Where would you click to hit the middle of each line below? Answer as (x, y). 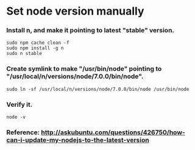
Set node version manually (75, 11)
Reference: (23, 132)
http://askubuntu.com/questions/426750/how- (113, 132)
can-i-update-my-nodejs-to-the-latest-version (78, 140)
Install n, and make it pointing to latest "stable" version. (90, 30)
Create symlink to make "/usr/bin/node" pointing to (84, 69)
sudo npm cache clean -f (38, 43)
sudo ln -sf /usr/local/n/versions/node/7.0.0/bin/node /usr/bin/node (98, 89)
